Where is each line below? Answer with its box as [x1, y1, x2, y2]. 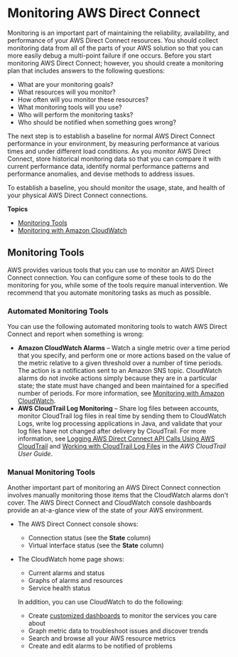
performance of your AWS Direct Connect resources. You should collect [7, 36, 219, 44]
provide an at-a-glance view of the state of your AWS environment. [7, 506, 204, 515]
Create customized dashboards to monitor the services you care [28, 611, 217, 620]
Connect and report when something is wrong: [7, 330, 144, 339]
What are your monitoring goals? [17, 80, 114, 88]
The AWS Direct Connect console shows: [17, 520, 139, 528]
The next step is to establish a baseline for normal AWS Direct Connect [7, 132, 215, 140]
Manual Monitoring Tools [7, 467, 96, 477]
